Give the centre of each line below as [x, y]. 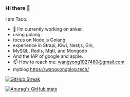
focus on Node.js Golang [39, 40]
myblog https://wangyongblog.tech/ [51, 69]
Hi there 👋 [18, 8]
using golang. [27, 35]
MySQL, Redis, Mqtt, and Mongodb [50, 51]
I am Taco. [16, 19]
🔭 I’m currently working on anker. [48, 29]
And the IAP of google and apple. [48, 56]
